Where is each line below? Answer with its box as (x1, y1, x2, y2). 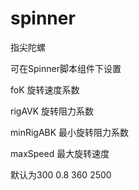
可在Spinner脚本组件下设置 (10, 62, 122, 74)
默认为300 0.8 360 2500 (10, 168, 112, 181)
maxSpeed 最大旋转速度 (10, 147, 110, 159)
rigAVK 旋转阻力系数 (10, 105, 95, 117)
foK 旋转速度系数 (10, 83, 80, 96)
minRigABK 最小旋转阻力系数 (10, 126, 130, 138)
